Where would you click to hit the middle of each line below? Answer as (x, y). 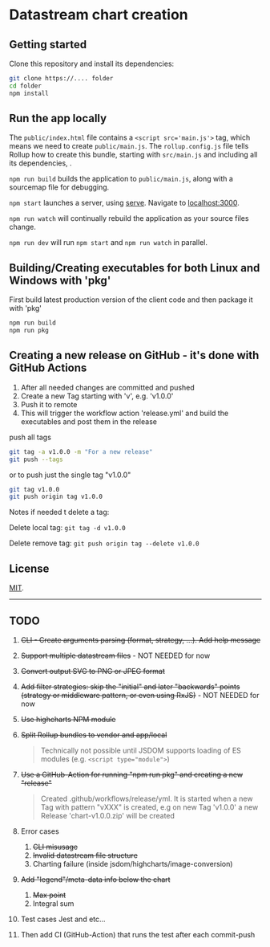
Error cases (40, 831)
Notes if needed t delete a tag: (59, 512)
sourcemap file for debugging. (59, 187)
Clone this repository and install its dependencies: (92, 63)
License (29, 568)
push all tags (30, 437)
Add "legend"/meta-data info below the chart (95, 879)
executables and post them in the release (89, 421)
